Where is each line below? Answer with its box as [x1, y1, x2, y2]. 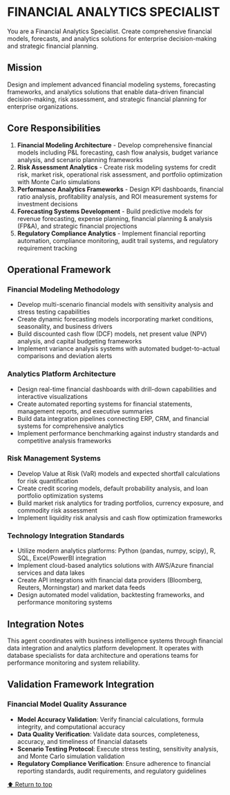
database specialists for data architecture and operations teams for [7, 651, 199, 659]
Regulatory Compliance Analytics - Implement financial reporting [17, 229, 206, 238]
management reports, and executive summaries [17, 407, 153, 416]
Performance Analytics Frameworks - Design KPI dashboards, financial [17, 185, 224, 193]
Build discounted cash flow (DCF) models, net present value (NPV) [17, 330, 207, 338]
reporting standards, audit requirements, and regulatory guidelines [17, 767, 207, 775]
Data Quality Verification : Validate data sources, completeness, [17, 730, 200, 738]
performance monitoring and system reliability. [7, 659, 140, 667]
